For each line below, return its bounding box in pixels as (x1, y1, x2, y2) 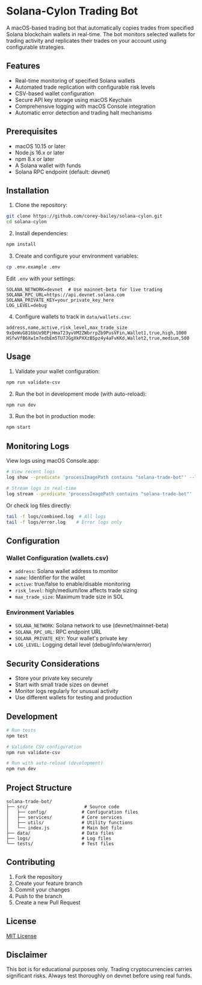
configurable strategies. (6, 43, 66, 51)
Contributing (6, 857, 55, 867)
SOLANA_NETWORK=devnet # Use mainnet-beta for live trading (6, 287, 163, 293)
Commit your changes (14, 885, 70, 893)
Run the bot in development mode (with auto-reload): (14, 390, 147, 397)
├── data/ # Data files (6, 831, 114, 837)
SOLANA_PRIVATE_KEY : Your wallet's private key (14, 635, 128, 642)
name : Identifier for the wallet (14, 574, 85, 581)
